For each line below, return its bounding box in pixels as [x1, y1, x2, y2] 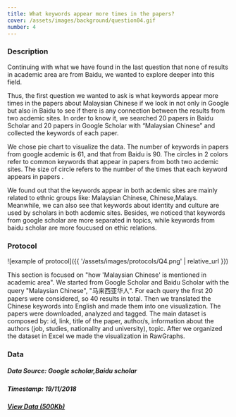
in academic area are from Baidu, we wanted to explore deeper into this [7, 70, 215, 78]
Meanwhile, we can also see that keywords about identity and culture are [7, 201, 220, 209]
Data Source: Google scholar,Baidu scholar [7, 367, 137, 375]
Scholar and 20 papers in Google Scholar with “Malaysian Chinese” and [7, 121, 216, 130]
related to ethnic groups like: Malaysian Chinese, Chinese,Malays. [7, 193, 199, 201]
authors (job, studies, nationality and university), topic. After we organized [7, 324, 223, 332]
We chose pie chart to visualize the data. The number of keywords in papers [7, 142, 229, 151]
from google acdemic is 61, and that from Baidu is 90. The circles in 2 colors [7, 149, 228, 158]
